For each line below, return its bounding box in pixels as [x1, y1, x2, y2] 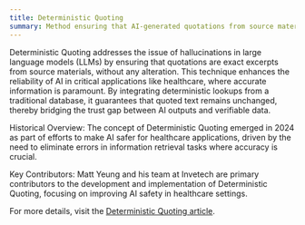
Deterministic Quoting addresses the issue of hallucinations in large [9, 46, 261, 57]
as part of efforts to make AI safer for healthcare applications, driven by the [9, 132, 292, 142]
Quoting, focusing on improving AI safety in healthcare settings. [9, 188, 248, 199]
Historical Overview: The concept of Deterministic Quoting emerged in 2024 [9, 122, 295, 132]
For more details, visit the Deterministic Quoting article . [9, 205, 216, 216]
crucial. [9, 151, 38, 161]
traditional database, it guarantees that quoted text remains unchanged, [9, 94, 278, 105]
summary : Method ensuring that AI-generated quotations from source [9, 22, 274, 31]
